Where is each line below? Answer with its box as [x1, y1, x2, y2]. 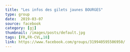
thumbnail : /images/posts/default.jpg [5, 30, 85, 35]
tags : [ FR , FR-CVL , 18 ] [5, 35, 50, 40]
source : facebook [5, 21, 41, 26]
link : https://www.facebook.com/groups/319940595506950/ [5, 40, 126, 45]
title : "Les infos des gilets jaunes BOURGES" [5, 7, 103, 12]
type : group [5, 12, 30, 17]
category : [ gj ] [5, 26, 37, 31]
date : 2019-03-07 [5, 16, 43, 21]
